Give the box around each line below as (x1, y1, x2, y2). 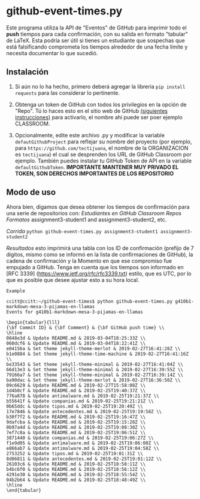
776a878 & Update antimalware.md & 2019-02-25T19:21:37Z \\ (6, 393, 160, 399)
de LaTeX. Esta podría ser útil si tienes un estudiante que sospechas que (6, 37, 185, 44)
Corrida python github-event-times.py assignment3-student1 (6, 227, 158, 235)
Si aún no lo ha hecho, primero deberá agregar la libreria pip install (14, 83, 186, 90)
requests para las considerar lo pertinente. (14, 89, 120, 97)
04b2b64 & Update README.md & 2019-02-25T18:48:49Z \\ (6, 477, 146, 483)
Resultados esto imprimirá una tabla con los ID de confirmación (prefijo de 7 (6, 244, 194, 251)
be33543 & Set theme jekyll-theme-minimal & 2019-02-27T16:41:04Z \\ (6, 361, 184, 367)
